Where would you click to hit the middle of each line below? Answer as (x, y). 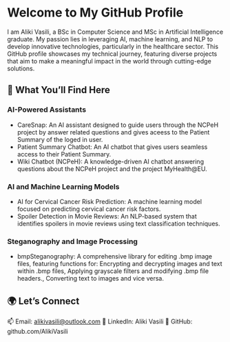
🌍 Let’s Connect (43, 301)
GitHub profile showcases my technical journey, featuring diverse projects (112, 54)
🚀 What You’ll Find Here (59, 90)
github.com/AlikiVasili (38, 332)
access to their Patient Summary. (64, 154)
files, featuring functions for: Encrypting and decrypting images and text (119, 264)
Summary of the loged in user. (60, 139)
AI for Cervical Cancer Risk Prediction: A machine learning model (109, 201)
